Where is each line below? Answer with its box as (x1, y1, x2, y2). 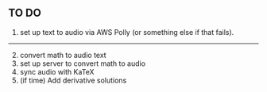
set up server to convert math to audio (19, 59, 145, 68)
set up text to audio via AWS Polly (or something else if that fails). (19, 27, 234, 36)
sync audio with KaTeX (19, 67, 95, 76)
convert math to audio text (19, 50, 106, 59)
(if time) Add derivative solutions (19, 75, 127, 85)
